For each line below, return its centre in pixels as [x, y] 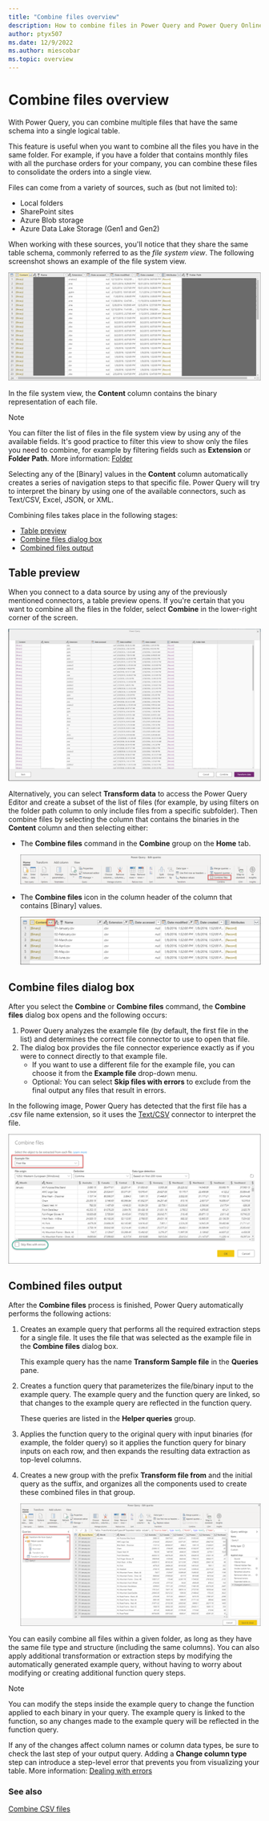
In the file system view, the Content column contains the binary [113, 393]
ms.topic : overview [41, 59]
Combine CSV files [39, 1809]
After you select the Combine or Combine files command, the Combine [127, 1007]
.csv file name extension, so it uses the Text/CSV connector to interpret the [132, 1114]
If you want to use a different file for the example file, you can [133, 1065]
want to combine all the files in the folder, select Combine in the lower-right [133, 609]
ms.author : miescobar [44, 51]
